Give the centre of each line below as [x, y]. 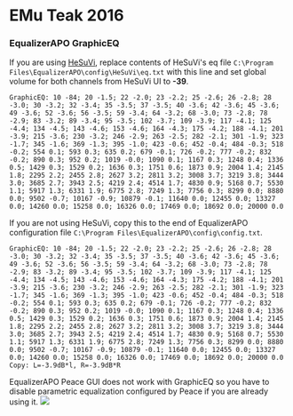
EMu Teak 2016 [67, 16]
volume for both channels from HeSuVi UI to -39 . [99, 82]
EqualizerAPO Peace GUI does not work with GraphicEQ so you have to [139, 382]
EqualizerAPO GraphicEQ [64, 44]
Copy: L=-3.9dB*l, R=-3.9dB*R [65, 365]
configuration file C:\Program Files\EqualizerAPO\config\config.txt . [136, 233]
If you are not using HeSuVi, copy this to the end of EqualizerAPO [129, 223]
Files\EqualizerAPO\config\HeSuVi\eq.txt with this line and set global [138, 72]
